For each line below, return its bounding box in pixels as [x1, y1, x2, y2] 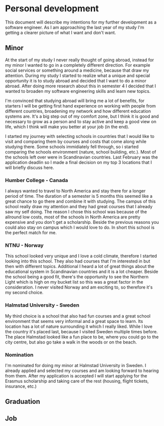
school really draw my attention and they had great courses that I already [5, 204, 153, 210]
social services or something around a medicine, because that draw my [5, 67, 149, 73]
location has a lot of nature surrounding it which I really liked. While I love [5, 323, 153, 329]
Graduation [5, 398, 41, 406]
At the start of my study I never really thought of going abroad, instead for [5, 57, 154, 63]
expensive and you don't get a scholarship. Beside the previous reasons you [5, 219, 159, 225]
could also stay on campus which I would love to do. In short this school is [5, 224, 155, 231]
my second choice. [5, 290, 44, 295]
